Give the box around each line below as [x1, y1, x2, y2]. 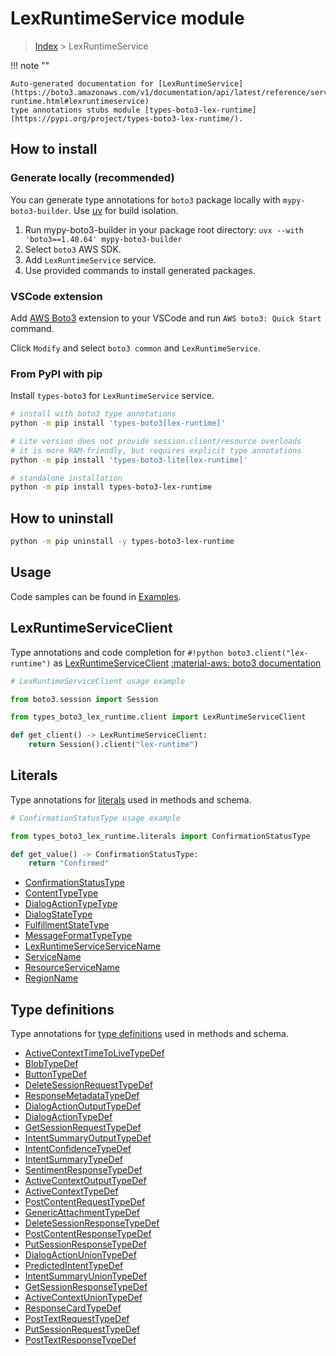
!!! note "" [10, 59, 50, 71]
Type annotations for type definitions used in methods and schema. [10, 1028, 289, 1040]
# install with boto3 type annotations [10, 409, 177, 419]
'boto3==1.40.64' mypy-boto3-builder [24, 234, 183, 244]
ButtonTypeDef [24, 1068, 88, 1081]
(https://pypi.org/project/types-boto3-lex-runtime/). [10, 113, 244, 124]
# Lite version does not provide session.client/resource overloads [10, 436, 302, 446]
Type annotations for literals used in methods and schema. [10, 793, 252, 806]
